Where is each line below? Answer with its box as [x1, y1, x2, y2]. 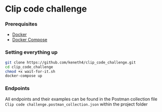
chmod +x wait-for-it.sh [5, 69, 55, 74]
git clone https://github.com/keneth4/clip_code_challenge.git [5, 60, 136, 65]
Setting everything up [5, 49, 58, 56]
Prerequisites [5, 21, 37, 28]
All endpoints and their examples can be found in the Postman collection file [5, 96, 158, 102]
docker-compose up [5, 74, 42, 79]
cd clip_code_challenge [5, 64, 54, 69]
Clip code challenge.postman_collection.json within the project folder [5, 101, 148, 107]
